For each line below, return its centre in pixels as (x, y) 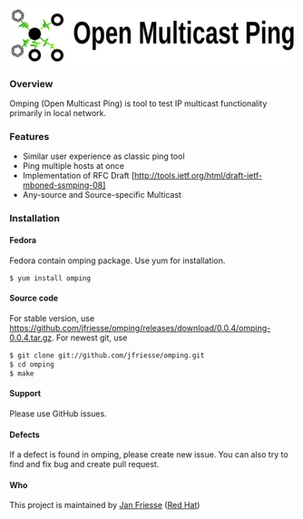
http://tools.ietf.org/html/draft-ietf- (199, 176)
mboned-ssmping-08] (64, 185)
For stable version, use (52, 318)
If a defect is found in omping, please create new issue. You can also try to (149, 455)
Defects (25, 435)
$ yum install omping (50, 278)
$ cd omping (32, 364)
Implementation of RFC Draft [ (78, 176)
